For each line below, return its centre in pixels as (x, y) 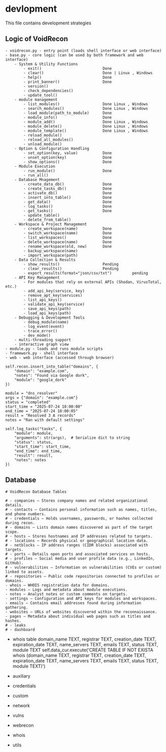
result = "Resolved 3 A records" (40, 415)
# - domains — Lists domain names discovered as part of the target (79, 527)
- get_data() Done (68, 202)
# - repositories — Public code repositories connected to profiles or (82, 576)
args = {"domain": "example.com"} (42, 398)
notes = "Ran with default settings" (45, 420)
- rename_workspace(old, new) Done (68, 246)
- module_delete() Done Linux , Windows (86, 126)
